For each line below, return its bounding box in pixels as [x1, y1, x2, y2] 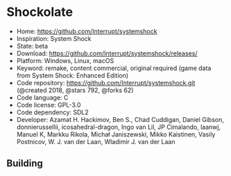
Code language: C [16, 93, 69, 101]
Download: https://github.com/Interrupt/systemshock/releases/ [16, 49, 198, 58]
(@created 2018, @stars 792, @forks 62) [16, 86, 134, 94]
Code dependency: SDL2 [16, 108, 89, 116]
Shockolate [6, 4, 74, 20]
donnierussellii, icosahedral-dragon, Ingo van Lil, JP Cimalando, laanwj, [16, 123, 221, 131]
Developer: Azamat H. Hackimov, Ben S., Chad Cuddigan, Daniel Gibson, [16, 115, 225, 123]
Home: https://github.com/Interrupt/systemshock [16, 27, 157, 35]
